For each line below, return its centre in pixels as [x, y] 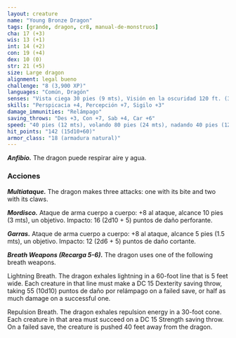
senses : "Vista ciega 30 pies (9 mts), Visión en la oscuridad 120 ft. [114, 99]
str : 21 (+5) [26, 66]
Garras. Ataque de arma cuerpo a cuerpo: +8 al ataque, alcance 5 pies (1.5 [116, 233]
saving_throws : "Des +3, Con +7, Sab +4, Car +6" [81, 118]
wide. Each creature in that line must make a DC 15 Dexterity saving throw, [115, 283]
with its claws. [28, 199]
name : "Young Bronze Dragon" [50, 20]
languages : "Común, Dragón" [48, 92]
